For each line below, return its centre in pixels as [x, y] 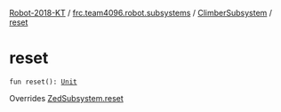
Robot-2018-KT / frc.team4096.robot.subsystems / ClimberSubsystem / [141, 13]
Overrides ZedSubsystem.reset [67, 98]
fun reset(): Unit [43, 82]
